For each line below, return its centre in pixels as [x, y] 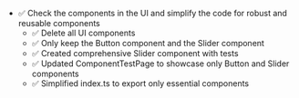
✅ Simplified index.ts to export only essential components [140, 83]
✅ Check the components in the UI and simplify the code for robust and [152, 13]
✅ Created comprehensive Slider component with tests [135, 53]
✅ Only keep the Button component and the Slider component [148, 43]
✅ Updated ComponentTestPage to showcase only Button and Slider [160, 64]
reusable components [59, 23]
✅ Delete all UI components [83, 33]
